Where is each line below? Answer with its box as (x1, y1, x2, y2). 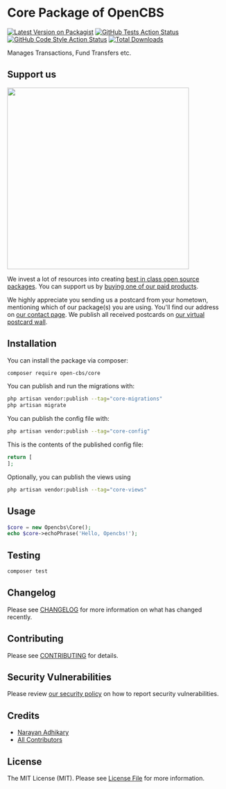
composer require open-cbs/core (7, 370, 101, 376)
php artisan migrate (7, 402, 67, 409)
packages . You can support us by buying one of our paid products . (7, 282, 199, 291)
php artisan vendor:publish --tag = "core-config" (7, 428, 150, 435)
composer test (7, 568, 49, 575)
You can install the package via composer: (7, 356, 128, 365)
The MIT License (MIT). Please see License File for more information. (7, 774, 205, 782)
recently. (7, 612, 33, 621)
